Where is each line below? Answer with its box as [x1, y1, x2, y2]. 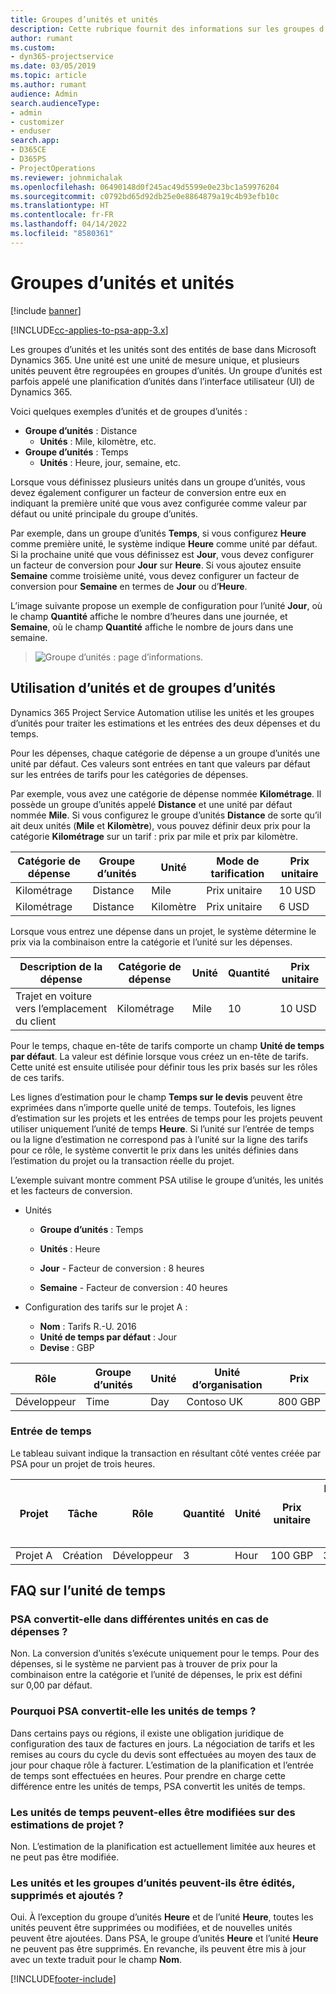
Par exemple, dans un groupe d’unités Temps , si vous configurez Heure [10, 527, 307, 539]
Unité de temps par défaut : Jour [39, 1331, 177, 1343]
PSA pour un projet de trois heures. [10, 1457, 156, 1470]
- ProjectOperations [10, 163, 97, 173]
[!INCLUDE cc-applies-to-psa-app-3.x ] [10, 324, 169, 336]
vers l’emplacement [15, 1001, 108, 1015]
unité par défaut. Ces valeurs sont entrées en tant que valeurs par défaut [10, 757, 311, 770]
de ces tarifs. [10, 1071, 65, 1083]
